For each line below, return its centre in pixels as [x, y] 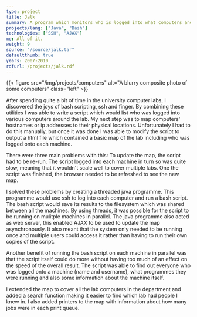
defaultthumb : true [30, 55]
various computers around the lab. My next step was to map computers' [93, 119]
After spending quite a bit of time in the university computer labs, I [86, 100]
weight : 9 [18, 45]
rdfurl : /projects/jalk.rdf [40, 66]
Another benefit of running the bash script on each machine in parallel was [96, 253]
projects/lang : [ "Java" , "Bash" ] [47, 28]
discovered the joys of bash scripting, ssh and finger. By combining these [95, 107]
